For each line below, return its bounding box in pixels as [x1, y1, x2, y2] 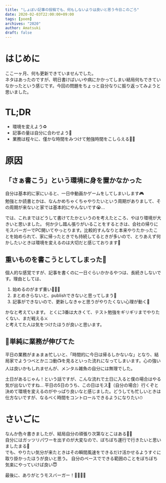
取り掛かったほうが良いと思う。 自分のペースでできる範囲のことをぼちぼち [5, 456, 158, 462]
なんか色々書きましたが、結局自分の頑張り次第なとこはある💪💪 [5, 431, 133, 437]
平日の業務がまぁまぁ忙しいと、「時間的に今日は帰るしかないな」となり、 [5, 351, 155, 357]
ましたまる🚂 [5, 443, 30, 449]
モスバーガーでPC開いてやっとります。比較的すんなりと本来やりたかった [5, 227, 154, 233]
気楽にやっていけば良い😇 [5, 462, 57, 468]
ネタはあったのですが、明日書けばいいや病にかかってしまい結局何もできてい [5, 76, 161, 82]
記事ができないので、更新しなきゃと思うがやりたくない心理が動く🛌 [12, 298, 150, 304]
